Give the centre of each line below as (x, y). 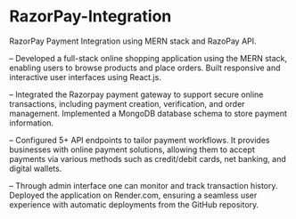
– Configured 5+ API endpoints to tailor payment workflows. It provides (140, 140)
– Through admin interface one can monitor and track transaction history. (144, 185)
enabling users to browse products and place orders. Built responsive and (145, 68)
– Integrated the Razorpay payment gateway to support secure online (136, 94)
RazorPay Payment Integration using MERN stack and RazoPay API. (133, 41)
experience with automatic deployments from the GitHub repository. (134, 204)
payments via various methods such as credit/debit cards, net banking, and (148, 158)
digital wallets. (36, 168)
